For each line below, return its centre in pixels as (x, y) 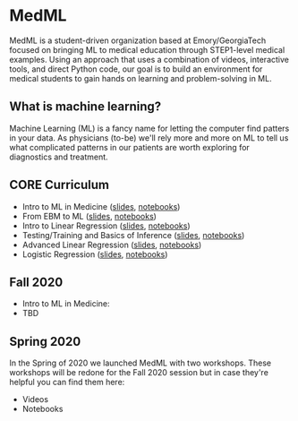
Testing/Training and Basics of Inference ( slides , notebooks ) (133, 235)
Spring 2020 (45, 341)
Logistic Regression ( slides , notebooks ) (95, 254)
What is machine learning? (85, 107)
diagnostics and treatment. (59, 157)
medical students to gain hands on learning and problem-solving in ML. (140, 78)
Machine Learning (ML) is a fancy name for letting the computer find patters (149, 128)
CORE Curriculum (60, 185)
